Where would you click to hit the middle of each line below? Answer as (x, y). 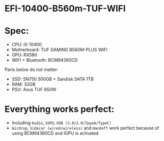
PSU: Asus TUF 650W (34, 90)
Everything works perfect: (59, 109)
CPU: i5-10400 (27, 45)
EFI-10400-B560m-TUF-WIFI (65, 9)
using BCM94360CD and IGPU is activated (55, 133)
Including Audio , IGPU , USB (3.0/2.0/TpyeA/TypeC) (61, 123)
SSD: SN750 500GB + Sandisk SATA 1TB (53, 79)
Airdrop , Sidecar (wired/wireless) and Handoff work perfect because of (85, 128)
